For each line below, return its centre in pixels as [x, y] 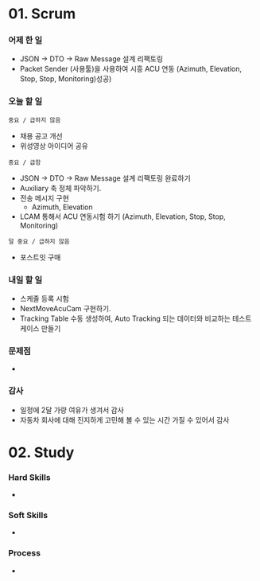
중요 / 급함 [25, 162]
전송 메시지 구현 [44, 198]
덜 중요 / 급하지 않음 [39, 241]
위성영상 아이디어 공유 [54, 146]
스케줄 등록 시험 [44, 298]
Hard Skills [29, 477]
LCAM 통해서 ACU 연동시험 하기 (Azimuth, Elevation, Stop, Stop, [123, 216]
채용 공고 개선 [41, 135]
